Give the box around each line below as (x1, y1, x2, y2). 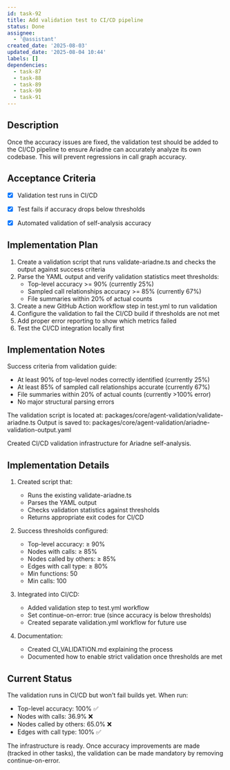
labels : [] (7, 55, 39, 62)
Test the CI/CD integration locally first (17, 323, 124, 332)
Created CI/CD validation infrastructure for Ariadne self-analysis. (7, 439, 192, 447)
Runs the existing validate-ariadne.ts (27, 491, 132, 499)
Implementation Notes (7, 344, 106, 356)
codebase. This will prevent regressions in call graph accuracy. (7, 152, 187, 161)
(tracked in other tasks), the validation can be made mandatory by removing (7, 749, 223, 758)
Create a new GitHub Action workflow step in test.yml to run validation (17, 302, 218, 310)
